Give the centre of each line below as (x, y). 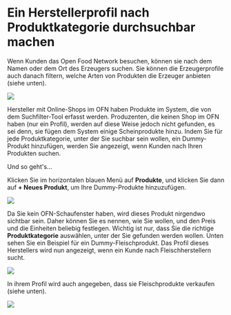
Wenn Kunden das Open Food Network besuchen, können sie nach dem (110, 61)
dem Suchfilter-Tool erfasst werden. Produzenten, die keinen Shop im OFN (113, 116)
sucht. (16, 257)
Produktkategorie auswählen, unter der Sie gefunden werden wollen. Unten (115, 235)
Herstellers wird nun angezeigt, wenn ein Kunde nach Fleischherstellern (109, 250)
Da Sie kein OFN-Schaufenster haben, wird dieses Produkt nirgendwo (106, 213)
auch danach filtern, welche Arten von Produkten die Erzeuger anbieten (109, 75)
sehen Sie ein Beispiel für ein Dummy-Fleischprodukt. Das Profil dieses (108, 243)
